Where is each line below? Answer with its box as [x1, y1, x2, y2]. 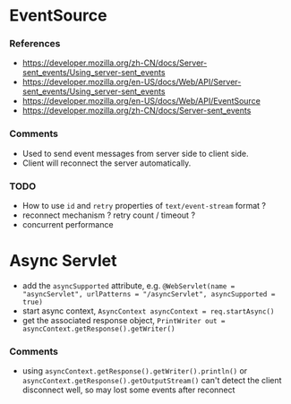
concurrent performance [21, 219, 114, 230]
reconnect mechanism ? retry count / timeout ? [21, 210, 195, 220]
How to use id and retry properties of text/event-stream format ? [21, 201, 267, 211]
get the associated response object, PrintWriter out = [21, 315, 226, 326]
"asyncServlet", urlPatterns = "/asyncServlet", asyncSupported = [21, 290, 276, 299]
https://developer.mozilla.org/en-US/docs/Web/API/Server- [21, 77, 242, 88]
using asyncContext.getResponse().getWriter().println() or [21, 365, 248, 376]
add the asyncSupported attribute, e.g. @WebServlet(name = [21, 280, 235, 291]
